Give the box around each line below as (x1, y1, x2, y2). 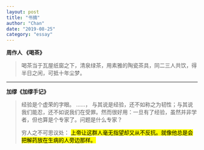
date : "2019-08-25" (6, 26, 56, 32)
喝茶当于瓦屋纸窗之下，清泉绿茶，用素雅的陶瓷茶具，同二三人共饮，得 (21, 62, 197, 69)
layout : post (6, 9, 39, 15)
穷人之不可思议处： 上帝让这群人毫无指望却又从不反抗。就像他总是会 (21, 129, 193, 137)
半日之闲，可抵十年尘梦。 (21, 69, 86, 77)
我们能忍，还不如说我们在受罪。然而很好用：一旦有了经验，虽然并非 (21, 109, 192, 116)
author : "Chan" (6, 20, 45, 26)
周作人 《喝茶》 (6, 49, 46, 56)
